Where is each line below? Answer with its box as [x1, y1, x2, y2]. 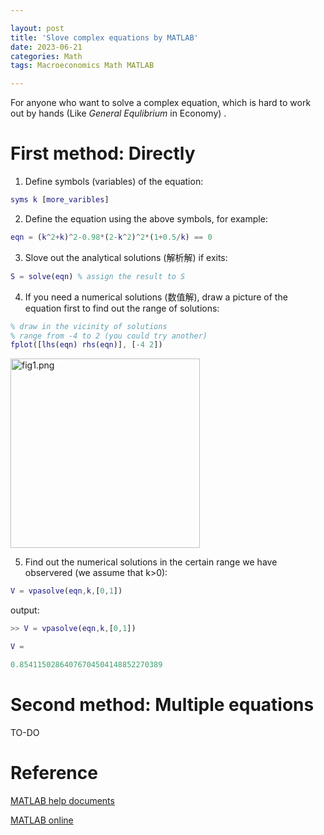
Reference [10, 761, 98, 784]
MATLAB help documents [10, 794, 115, 806]
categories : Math [10, 51, 83, 61]
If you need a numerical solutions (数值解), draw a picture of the [24, 291, 288, 303]
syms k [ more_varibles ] [10, 195, 110, 205]
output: [10, 604, 40, 616]
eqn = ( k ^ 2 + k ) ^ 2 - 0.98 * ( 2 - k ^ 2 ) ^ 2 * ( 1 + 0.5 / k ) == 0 [10, 232, 213, 242]
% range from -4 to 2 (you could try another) [10, 331, 208, 341]
